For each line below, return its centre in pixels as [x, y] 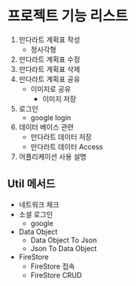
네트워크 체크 [39, 204]
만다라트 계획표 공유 [49, 79]
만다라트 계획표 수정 [49, 59]
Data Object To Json [64, 240]
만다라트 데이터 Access [67, 146]
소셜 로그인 [36, 214]
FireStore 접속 [53, 266]
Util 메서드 [31, 184]
